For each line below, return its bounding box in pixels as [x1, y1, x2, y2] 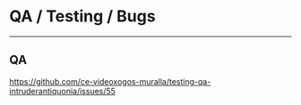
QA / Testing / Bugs [9, 6, 156, 27]
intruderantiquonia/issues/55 [9, 85, 116, 96]
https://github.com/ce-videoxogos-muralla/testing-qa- [9, 76, 211, 86]
